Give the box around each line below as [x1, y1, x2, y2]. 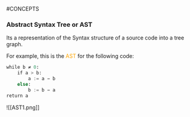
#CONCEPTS [6, 5, 39, 12]
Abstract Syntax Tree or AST [6, 20, 93, 29]
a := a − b [28, 76, 56, 82]
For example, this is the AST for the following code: [6, 52, 135, 60]
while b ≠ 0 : [6, 64, 39, 71]
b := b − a [28, 87, 56, 93]
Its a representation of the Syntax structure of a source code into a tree [6, 34, 185, 41]
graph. [6, 41, 23, 48]
